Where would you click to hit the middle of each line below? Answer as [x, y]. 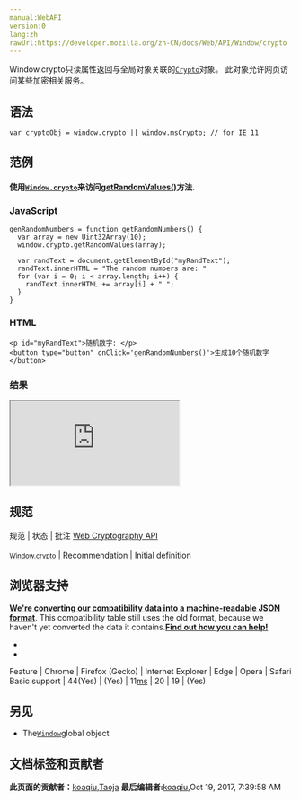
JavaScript [34, 210]
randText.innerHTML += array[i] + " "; [100, 285]
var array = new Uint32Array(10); [82, 238]
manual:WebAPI [36, 18]
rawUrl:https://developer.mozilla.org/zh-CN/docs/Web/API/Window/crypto [148, 43]
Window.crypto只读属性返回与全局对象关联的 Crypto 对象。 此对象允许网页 [145, 69]
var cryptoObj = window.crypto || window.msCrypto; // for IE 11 [134, 133]
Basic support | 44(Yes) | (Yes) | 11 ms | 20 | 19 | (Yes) [108, 681]
